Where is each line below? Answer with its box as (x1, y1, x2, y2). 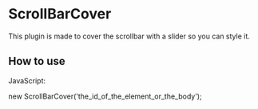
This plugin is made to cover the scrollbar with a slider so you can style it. (8, 31, 250, 41)
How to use (8, 54, 65, 68)
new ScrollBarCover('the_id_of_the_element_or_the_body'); (8, 91, 202, 101)
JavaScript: (8, 75, 46, 85)
